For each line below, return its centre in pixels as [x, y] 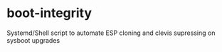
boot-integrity [49, 13]
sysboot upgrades [33, 40]
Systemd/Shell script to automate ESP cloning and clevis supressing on [111, 33]
